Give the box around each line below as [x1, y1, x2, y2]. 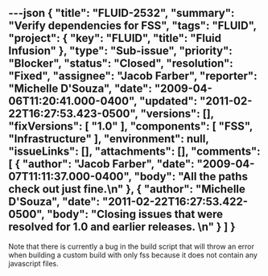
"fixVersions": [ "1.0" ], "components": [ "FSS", [8, 120, 254, 134]
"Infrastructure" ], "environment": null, [8, 132, 209, 146]
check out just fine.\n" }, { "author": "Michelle [8, 183, 245, 196]
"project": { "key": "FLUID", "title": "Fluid [8, 31, 221, 45]
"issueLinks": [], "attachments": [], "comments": [8, 145, 261, 159]
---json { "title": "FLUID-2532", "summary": [8, 6, 235, 20]
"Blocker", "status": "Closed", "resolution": [8, 56, 233, 71]
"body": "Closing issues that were [47, 208, 224, 221]
